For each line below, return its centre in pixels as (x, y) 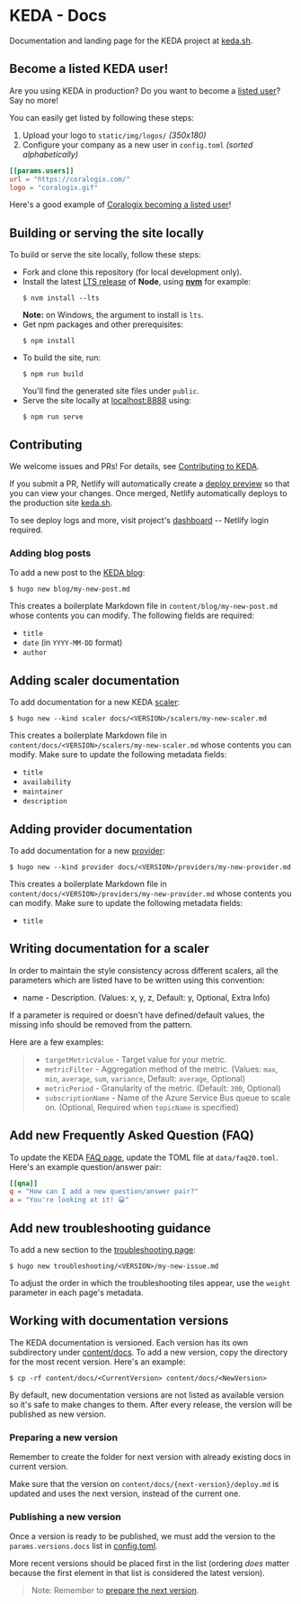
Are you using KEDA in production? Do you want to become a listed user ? (145, 90)
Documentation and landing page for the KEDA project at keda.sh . (131, 41)
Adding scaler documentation (94, 680)
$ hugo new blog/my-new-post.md (70, 589)
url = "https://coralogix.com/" (70, 179)
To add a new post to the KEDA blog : (77, 573)
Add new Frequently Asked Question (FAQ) (132, 1136)
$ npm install (49, 341)
